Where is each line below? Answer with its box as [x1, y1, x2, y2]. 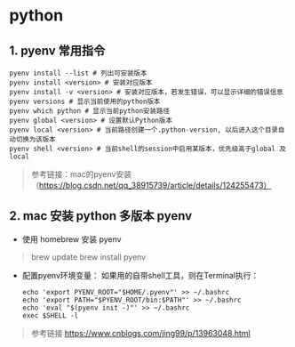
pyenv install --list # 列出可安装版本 [9, 69, 147, 77]
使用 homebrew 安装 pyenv [21, 233, 122, 245]
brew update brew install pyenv [30, 251, 147, 262]
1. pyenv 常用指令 [9, 43, 106, 58]
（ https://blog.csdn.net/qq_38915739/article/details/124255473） [30, 180, 272, 190]
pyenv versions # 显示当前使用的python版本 [9, 97, 161, 106]
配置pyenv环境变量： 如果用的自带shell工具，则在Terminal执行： [21, 270, 259, 280]
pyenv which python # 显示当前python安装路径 [9, 107, 171, 116]
